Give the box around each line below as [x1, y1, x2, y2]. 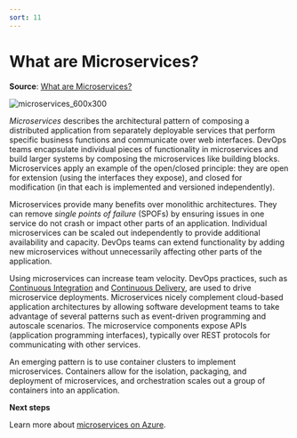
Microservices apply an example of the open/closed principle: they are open [9, 162, 289, 174]
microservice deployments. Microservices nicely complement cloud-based [9, 291, 284, 303]
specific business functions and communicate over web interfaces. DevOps [9, 134, 287, 145]
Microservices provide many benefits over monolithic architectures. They [9, 199, 277, 209]
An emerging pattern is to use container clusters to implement [9, 356, 237, 367]
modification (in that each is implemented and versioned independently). [9, 182, 276, 192]
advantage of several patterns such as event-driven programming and [9, 311, 267, 321]
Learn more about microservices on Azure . [9, 419, 166, 430]
